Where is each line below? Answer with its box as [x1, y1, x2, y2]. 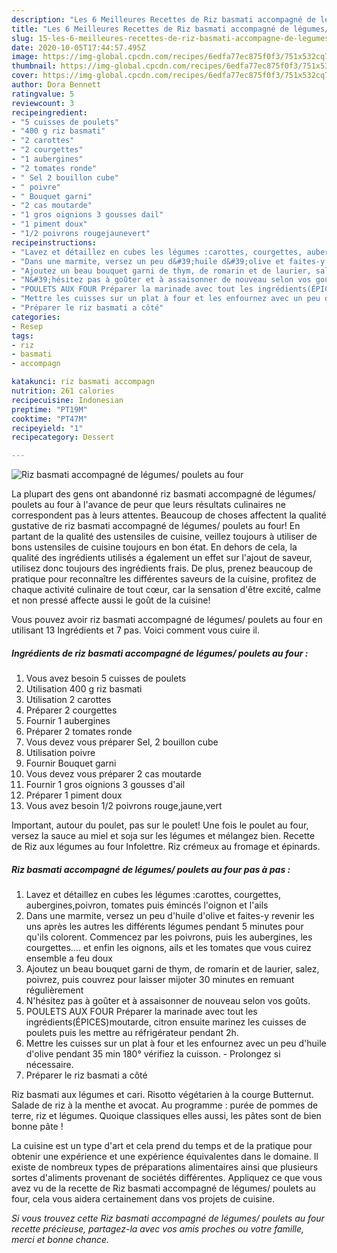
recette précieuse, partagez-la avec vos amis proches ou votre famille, [11, 1223, 305, 1235]
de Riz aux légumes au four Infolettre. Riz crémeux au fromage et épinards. [11, 841, 321, 853]
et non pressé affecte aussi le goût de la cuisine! [11, 594, 211, 606]
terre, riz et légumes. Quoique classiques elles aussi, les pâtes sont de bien [11, 1110, 322, 1122]
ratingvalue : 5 [11, 89, 75, 99]
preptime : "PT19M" [11, 404, 88, 415]
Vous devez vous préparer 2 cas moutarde [25, 768, 202, 780]
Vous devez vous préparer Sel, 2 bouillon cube [25, 736, 219, 748]
